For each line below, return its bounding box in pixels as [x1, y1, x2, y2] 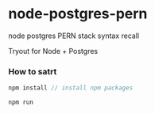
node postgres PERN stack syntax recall [8, 31, 140, 40]
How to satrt [8, 66, 57, 77]
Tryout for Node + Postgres [8, 46, 98, 55]
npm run [8, 98, 34, 107]
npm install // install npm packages [8, 84, 134, 92]
